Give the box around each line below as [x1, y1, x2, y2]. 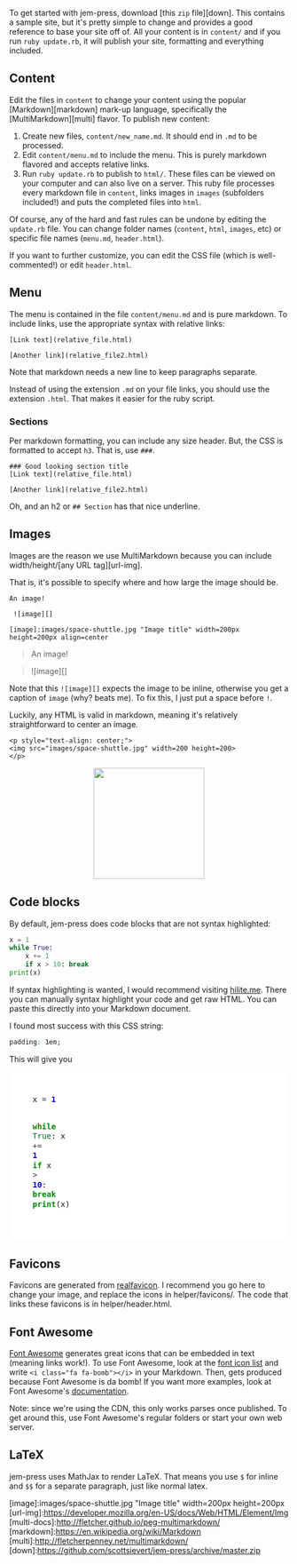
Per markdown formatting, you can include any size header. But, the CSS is [9, 435, 284, 446]
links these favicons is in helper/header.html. [9, 1298, 173, 1309]
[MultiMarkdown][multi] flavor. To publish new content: [9, 113, 210, 123]
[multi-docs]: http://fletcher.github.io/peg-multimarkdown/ [9, 1516, 221, 1527]
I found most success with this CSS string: [9, 1020, 164, 1031]
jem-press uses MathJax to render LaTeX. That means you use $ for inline [9, 1471, 279, 1481]
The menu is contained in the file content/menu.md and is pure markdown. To [9, 308, 288, 319]
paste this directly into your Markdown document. [9, 1003, 191, 1013]
